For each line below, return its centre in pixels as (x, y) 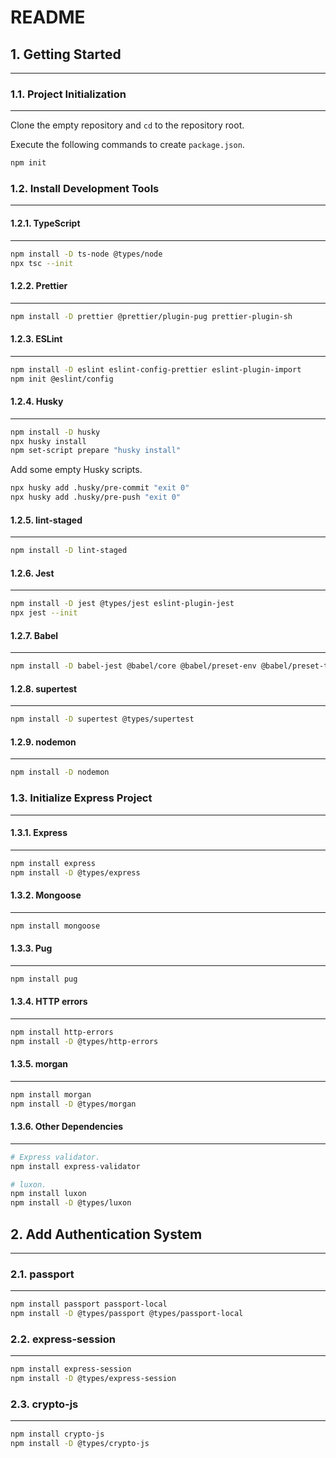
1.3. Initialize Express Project (81, 798)
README (48, 17)
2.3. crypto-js (44, 1404)
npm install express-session (71, 1369)
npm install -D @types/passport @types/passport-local (127, 1314)
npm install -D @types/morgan (73, 1104)
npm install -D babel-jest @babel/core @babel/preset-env (133, 666)
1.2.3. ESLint (36, 339)
